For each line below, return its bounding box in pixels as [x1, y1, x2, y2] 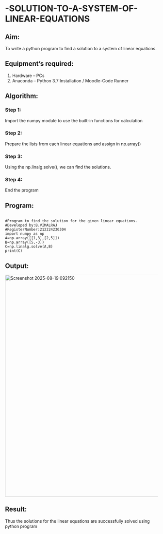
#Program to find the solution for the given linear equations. [5, 219, 138, 224]
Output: [5, 262, 29, 270]
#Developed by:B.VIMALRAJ [5, 223, 57, 228]
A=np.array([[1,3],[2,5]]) [5, 236, 60, 241]
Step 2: [5, 130, 23, 136]
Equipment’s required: [5, 59, 74, 68]
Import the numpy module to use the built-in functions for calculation [5, 117, 143, 123]
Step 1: [5, 107, 21, 114]
